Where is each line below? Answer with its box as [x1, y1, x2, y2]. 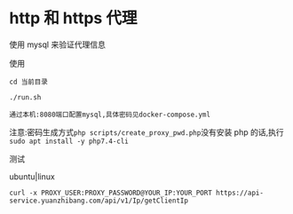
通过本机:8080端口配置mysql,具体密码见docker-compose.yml [9, 110, 211, 119]
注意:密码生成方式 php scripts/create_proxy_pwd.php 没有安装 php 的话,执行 [9, 126, 284, 138]
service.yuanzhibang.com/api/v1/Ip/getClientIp [9, 196, 189, 205]
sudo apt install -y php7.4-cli [9, 137, 129, 146]
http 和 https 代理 [9, 8, 138, 28]
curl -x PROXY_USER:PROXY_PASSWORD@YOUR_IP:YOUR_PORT [9, 188, 213, 197]
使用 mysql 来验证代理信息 [9, 39, 107, 50]
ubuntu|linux [9, 170, 55, 182]
